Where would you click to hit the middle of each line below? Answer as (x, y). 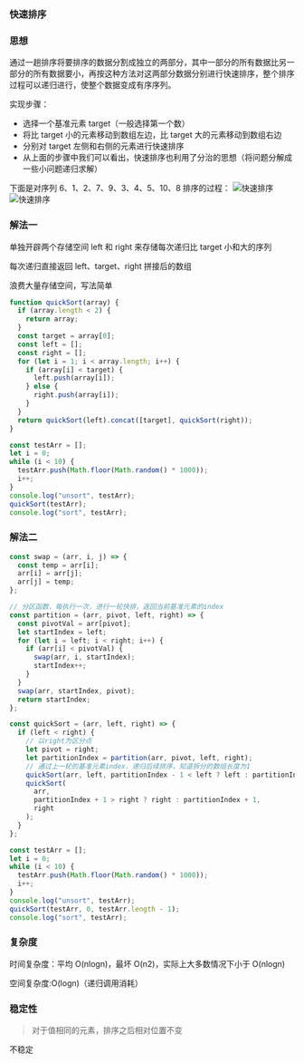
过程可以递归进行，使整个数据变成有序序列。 (93, 85)
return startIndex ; (54, 700)
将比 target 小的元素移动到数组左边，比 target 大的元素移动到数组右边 (152, 135)
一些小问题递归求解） (62, 169)
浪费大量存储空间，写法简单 (61, 285)
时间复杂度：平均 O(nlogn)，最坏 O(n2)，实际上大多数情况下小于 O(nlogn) (147, 963)
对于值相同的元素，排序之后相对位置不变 (107, 1030)
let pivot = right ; (62, 749)
